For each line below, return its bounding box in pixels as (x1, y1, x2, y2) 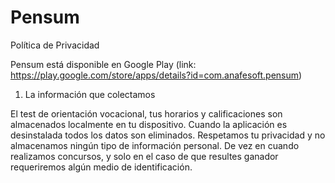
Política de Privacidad (10, 39, 100, 51)
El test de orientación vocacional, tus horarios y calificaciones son (10, 107, 283, 120)
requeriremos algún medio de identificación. (10, 161, 193, 173)
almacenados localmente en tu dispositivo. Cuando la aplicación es (10, 118, 288, 130)
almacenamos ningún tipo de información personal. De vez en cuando (10, 139, 300, 151)
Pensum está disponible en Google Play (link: (10, 58, 197, 70)
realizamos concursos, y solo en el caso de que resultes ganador (10, 150, 279, 162)
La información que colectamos (24, 88, 156, 100)
